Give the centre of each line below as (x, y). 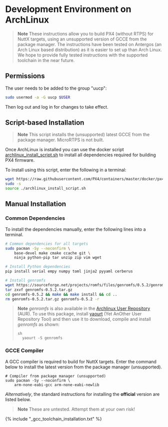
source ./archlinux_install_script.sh (45, 189)
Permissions (25, 76)
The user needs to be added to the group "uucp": (56, 88)
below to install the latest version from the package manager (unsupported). (84, 367)
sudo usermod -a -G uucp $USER (38, 97)
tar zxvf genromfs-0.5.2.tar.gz (39, 290)
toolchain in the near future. (46, 60)
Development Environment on (68, 9)
